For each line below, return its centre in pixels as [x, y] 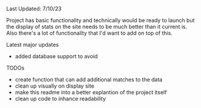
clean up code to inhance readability [60, 99]
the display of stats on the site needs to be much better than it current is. [97, 27]
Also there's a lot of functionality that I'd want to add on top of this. [90, 33]
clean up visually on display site [55, 86]
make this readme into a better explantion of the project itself [91, 92]
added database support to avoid [56, 56]
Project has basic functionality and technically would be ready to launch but [101, 20]
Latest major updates [33, 45]
